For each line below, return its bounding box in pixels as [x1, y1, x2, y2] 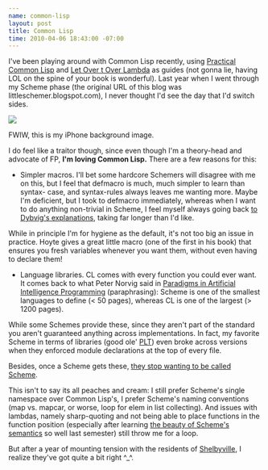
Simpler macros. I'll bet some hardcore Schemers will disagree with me [19, 170, 256, 180]
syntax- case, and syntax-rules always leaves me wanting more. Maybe [19, 187, 258, 197]
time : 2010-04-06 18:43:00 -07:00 [8, 34, 125, 43]
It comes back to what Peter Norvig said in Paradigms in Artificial [19, 279, 236, 288]
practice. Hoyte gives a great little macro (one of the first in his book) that [8, 237, 252, 247]
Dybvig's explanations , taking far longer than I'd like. [19, 213, 195, 223]
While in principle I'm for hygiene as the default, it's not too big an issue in [8, 229, 254, 238]
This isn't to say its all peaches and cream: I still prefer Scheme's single [8, 385, 245, 396]
